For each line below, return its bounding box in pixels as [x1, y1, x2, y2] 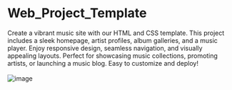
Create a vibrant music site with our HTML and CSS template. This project [7, 29, 225, 37]
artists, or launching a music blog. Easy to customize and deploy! [7, 59, 198, 67]
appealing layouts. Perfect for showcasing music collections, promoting [7, 51, 218, 60]
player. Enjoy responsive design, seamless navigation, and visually [7, 44, 203, 52]
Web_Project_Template [7, 5, 147, 21]
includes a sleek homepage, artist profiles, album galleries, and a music [7, 36, 218, 44]
